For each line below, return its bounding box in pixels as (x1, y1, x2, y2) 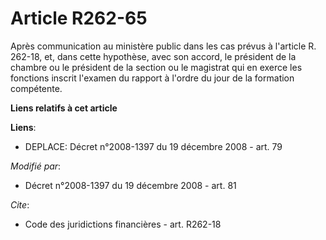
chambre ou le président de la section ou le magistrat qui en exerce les (10, 61, 303, 73)
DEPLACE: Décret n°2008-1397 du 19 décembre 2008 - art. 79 (24, 140, 283, 152)
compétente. (10, 82, 63, 94)
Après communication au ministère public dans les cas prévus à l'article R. (10, 40, 317, 52)
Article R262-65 (10, 7, 148, 30)
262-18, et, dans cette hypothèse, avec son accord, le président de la (10, 50, 297, 62)
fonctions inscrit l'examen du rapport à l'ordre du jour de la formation (10, 72, 295, 84)
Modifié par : (10, 160, 62, 172)
